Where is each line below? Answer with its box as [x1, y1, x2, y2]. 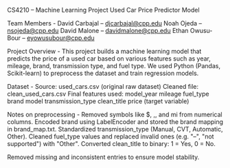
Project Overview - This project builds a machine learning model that [7, 48, 202, 55]
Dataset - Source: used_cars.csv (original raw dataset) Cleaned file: [7, 83, 199, 90]
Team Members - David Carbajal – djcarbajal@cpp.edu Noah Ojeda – [7, 19, 203, 27]
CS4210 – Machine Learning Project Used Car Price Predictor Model [7, 6, 200, 14]
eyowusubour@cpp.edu [26, 34, 95, 42]
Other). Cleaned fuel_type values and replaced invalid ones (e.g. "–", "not [7, 132, 214, 140]
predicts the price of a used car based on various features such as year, [7, 54, 211, 63]
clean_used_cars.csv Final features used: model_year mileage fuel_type [7, 90, 209, 98]
